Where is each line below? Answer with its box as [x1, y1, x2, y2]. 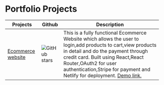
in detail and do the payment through [63, 47, 148, 54]
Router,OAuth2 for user [63, 60, 117, 66]
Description [96, 21, 124, 28]
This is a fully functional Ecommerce [63, 29, 147, 36]
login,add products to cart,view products [63, 42, 157, 48]
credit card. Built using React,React [63, 54, 144, 61]
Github [41, 21, 59, 28]
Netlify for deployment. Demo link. [63, 72, 142, 79]
